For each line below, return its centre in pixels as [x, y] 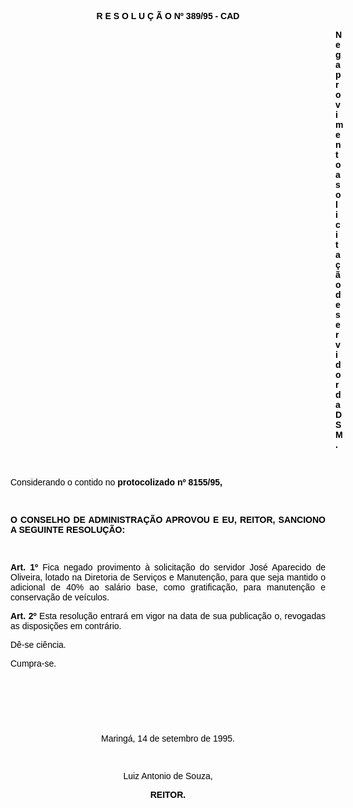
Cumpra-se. [33, 663]
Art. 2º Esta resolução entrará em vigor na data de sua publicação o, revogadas [168, 616]
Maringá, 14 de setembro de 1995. [168, 738]
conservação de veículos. [60, 597]
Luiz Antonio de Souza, [168, 776]
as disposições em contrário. [66, 626]
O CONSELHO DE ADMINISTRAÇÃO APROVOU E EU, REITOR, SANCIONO [168, 519]
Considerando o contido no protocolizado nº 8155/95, [116, 482]
